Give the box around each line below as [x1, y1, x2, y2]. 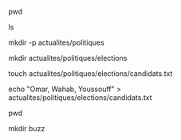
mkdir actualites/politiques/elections [8, 54, 128, 62]
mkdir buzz [8, 124, 45, 133]
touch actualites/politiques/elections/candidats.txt [8, 69, 173, 78]
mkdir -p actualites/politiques [8, 38, 105, 47]
